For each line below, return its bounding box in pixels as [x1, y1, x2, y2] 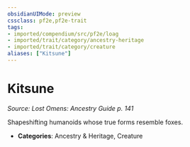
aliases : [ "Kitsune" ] [7, 50, 72, 58]
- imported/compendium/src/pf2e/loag [7, 30, 119, 38]
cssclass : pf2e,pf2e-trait [7, 17, 87, 24]
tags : [7, 23, 23, 31]
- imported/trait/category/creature [7, 43, 116, 50]
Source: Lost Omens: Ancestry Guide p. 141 [7, 104, 134, 112]
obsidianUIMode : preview [7, 10, 81, 18]
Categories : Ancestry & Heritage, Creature [17, 131, 143, 140]
